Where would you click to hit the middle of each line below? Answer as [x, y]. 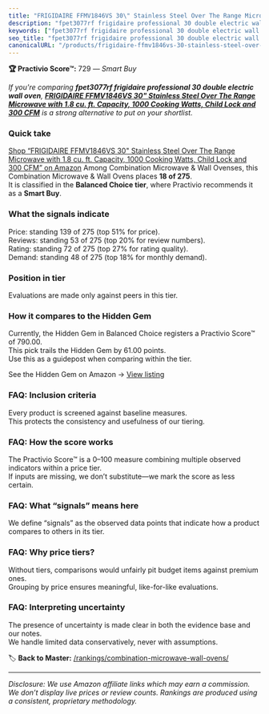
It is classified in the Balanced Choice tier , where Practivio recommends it [131, 185]
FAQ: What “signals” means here [74, 505]
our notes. [25, 633]
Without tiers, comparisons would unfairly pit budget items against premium [133, 570]
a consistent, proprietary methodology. [73, 700]
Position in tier [37, 278]
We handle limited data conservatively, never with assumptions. [113, 642]
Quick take [30, 134]
